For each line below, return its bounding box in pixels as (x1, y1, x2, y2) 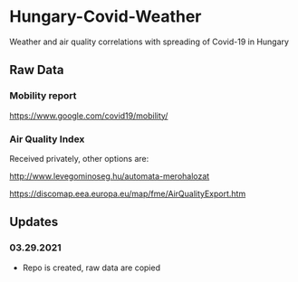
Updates (9, 214, 59, 230)
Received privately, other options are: (9, 153, 149, 164)
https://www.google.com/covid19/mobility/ (9, 110, 168, 121)
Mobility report (9, 89, 77, 102)
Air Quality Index (9, 133, 85, 146)
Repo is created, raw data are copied (22, 262, 161, 273)
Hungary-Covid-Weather (9, 6, 202, 27)
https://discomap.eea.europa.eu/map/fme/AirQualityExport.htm (9, 188, 246, 199)
